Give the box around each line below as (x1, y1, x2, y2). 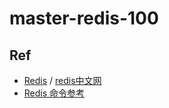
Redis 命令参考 (23, 87, 86, 99)
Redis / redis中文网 (23, 75, 102, 86)
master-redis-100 (9, 7, 159, 30)
